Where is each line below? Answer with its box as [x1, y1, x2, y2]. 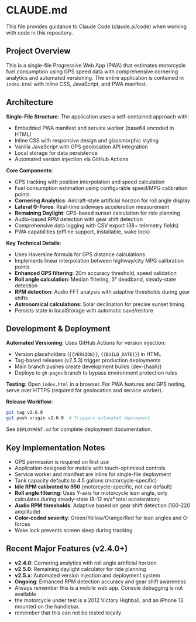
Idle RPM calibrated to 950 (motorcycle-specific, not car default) [14, 483, 173, 490]
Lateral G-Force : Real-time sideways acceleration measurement [14, 203, 170, 210]
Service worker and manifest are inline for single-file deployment [14, 470, 171, 478]
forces [14, 520, 30, 528]
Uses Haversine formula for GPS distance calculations [14, 250, 145, 258]
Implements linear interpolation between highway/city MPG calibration [14, 257, 184, 264]
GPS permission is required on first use [14, 458, 109, 465]
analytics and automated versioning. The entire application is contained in [6, 74, 184, 81]
